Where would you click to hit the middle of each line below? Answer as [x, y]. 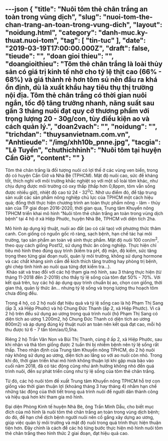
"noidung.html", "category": [51, 33]
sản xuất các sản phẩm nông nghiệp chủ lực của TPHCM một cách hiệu [79, 197]
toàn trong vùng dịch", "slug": [53, 17]
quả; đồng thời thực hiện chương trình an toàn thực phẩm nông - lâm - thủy [83, 203]
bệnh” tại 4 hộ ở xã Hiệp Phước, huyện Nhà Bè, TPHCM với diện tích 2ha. [81, 219]
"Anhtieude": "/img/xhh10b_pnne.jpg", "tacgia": [83, 143]
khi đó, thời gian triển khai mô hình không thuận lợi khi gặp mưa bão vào [79, 361]
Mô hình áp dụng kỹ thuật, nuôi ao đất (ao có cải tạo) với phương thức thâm [83, 229]
